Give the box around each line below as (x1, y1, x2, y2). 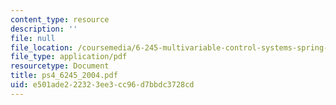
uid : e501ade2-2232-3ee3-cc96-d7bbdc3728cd (10, 80, 195, 90)
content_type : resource (10, 14, 110, 25)
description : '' (10, 24, 78, 34)
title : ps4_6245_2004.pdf (10, 71, 118, 81)
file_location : (10, 42, 74, 53)
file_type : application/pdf (10, 52, 128, 62)
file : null (10, 33, 56, 43)
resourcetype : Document (10, 61, 110, 71)
